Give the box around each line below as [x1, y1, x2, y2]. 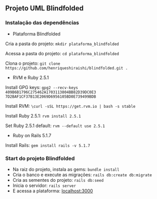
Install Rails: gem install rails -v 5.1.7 [5, 142, 90, 148]
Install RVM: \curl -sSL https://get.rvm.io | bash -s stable [5, 103, 136, 109]
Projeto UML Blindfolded [5, 4, 84, 13]
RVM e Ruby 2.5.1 [12, 74, 49, 81]
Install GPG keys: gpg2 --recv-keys [5, 84, 78, 90]
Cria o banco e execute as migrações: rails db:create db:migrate [12, 172, 152, 178]
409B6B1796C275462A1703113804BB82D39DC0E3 [5, 90, 96, 95]
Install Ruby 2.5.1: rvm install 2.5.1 [5, 112, 81, 118]
